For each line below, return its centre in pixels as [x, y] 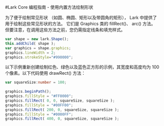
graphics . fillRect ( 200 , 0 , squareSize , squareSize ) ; [62, 110]
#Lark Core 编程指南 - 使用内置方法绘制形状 [49, 7]
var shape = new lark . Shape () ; [37, 39]
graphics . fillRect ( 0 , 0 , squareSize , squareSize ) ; [60, 101]
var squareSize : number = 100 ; [36, 83]
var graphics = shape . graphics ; [38, 48]
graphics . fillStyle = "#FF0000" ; [39, 96]
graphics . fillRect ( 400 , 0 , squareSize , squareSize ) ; [62, 119]
